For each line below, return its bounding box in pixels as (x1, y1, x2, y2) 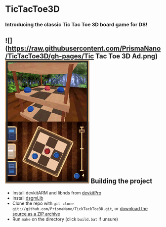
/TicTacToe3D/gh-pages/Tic (5, 52, 94, 60)
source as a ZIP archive (12, 211, 60, 217)
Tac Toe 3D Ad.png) (95, 52, 158, 60)
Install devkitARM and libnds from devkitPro (12, 189, 102, 196)
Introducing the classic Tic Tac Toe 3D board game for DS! (5, 21, 148, 28)
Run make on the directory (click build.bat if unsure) (12, 216, 119, 222)
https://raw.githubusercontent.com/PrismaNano (7, 44, 161, 52)
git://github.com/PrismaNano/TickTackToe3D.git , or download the (12, 205, 148, 211)
